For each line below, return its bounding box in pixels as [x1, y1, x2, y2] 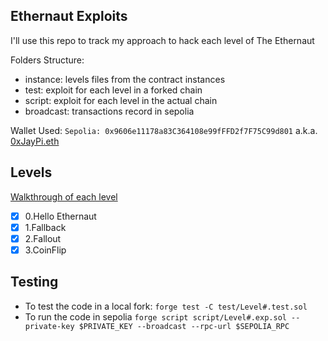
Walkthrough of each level [10, 190, 118, 203]
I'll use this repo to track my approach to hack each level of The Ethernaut [10, 34, 315, 46]
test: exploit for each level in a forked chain [24, 84, 203, 96]
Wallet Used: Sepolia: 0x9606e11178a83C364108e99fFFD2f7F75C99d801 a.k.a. [10, 124, 318, 136]
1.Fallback [24, 221, 67, 233]
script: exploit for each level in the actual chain [24, 94, 218, 106]
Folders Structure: [10, 54, 85, 66]
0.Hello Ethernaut [24, 210, 97, 222]
